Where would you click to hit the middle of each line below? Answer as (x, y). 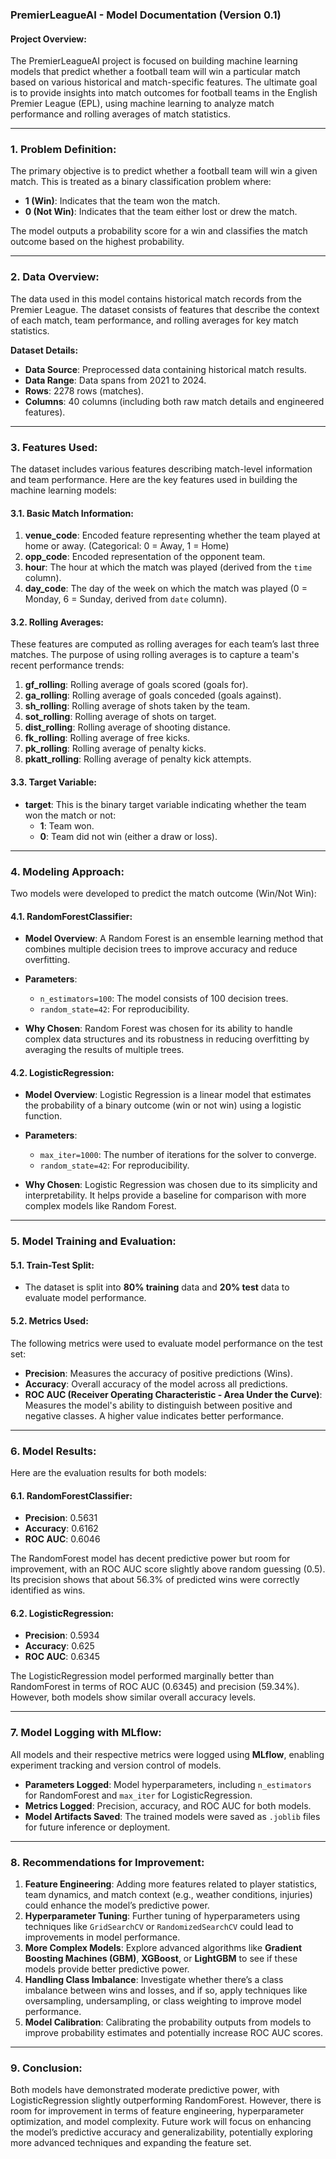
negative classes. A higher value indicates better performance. (154, 1415)
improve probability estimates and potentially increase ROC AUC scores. (174, 2032)
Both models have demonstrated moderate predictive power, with (145, 2090)
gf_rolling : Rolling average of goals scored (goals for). (136, 685)
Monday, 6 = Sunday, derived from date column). (126, 599)
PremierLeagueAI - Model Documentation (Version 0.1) (146, 15)
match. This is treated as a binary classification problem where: (141, 182)
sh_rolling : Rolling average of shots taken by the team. (137, 706)
